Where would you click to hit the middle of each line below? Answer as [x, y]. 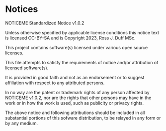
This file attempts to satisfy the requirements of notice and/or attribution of [82, 62]
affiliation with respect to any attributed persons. [55, 83]
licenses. [14, 53]
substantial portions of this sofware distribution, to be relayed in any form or [83, 118]
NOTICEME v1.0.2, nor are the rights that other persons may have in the [78, 98]
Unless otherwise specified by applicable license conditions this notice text [82, 32]
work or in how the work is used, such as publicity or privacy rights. [75, 103]
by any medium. [22, 123]
